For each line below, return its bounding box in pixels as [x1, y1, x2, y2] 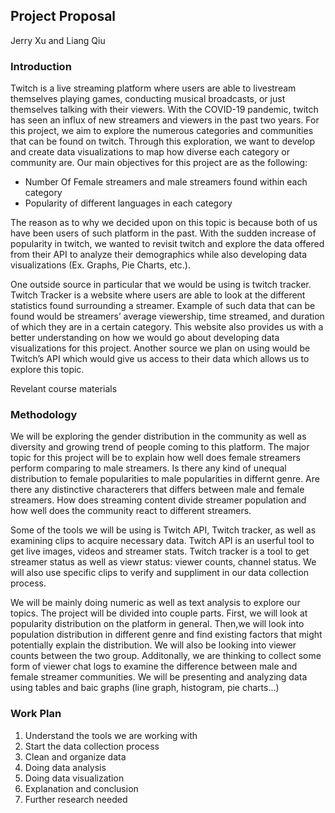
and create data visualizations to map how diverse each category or [10, 146, 291, 158]
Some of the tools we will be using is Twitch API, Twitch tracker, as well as [10, 524, 317, 536]
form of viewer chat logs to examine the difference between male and [10, 660, 298, 673]
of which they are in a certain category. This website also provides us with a [10, 321, 324, 333]
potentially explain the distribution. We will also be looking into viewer [10, 639, 297, 651]
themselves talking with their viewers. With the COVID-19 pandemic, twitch [10, 104, 319, 116]
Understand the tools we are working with [24, 729, 198, 741]
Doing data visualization [24, 772, 125, 784]
